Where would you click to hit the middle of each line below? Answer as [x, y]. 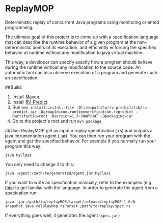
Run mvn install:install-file [43, 107]
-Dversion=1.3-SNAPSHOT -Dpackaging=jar [92, 116]
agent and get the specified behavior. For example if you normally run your [81, 141]
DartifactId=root [30, 116]
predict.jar [24, 112]
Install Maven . [26, 97]
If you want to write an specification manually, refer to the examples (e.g [78, 182]
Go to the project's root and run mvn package [57, 121]
